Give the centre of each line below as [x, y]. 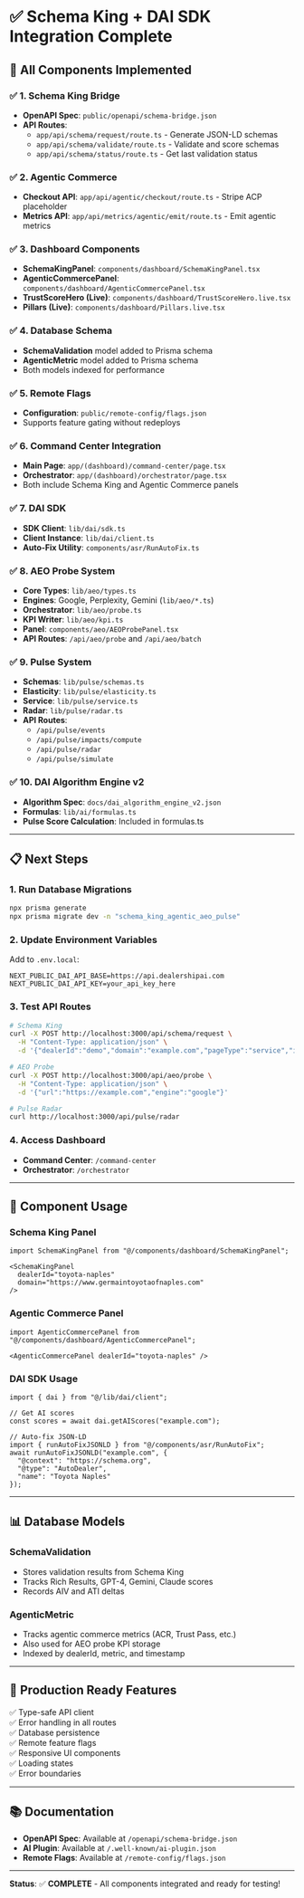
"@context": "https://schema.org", [85, 1460]
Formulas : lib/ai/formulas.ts [80, 811]
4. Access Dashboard [57, 1140]
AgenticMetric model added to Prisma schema [110, 360]
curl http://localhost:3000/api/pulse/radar [95, 1117]
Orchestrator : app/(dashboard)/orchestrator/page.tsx [124, 475]
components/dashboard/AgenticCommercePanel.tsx [114, 289]
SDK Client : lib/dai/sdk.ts [74, 528]
